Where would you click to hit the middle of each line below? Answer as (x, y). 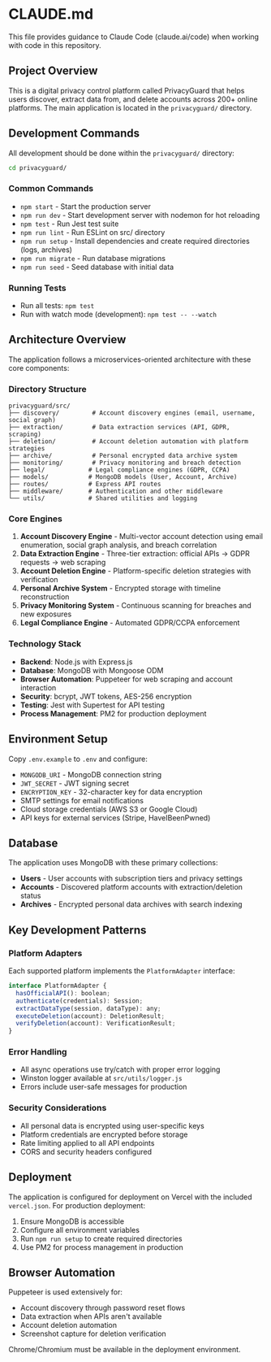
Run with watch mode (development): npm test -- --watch (118, 315)
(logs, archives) (46, 250)
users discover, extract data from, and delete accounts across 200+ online (133, 99)
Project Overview (53, 71)
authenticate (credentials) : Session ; (80, 1001)
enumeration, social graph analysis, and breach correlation (118, 545)
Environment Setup (58, 740)
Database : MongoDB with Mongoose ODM (92, 670)
